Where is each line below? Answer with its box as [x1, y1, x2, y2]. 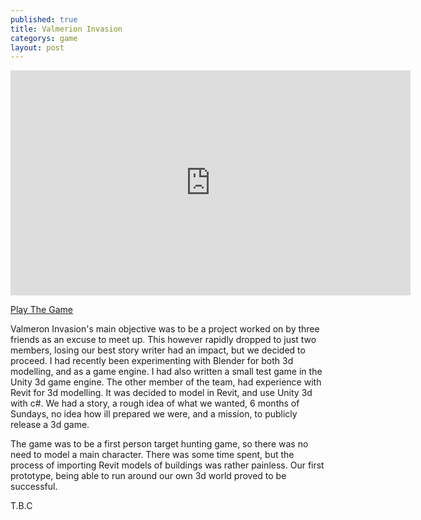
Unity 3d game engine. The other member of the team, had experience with [10, 376, 322, 388]
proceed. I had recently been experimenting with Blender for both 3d [10, 355, 294, 367]
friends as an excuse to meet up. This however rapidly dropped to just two [10, 334, 317, 346]
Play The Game [10, 304, 73, 316]
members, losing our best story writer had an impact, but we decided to [10, 344, 306, 356]
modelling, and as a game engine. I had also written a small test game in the [10, 366, 323, 378]
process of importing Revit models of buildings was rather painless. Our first [10, 459, 325, 471]
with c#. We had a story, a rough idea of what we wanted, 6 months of [10, 397, 300, 410]
